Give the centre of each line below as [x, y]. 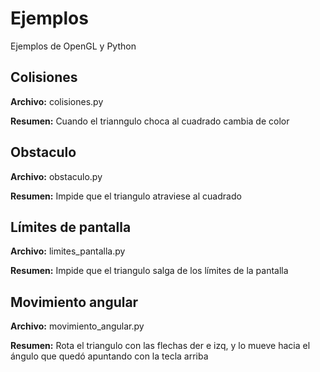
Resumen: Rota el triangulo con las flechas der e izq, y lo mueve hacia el [160, 346]
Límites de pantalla [71, 227]
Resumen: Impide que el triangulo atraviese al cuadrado [126, 196]
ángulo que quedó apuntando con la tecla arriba [109, 356]
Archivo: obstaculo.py [56, 176]
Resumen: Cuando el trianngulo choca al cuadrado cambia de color [150, 121]
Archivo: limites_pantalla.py [68, 251]
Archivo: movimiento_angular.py [77, 326]
